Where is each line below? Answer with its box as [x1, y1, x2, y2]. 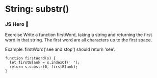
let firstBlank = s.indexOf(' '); [9, 60, 80, 65]
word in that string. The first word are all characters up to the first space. [5, 37, 152, 43]
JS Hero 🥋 [5, 21, 29, 28]
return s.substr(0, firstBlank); [9, 64, 78, 69]
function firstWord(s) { [5, 56, 56, 61]
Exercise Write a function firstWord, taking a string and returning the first [5, 32, 152, 38]
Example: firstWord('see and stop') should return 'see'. [5, 46, 116, 52]
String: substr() [5, 3, 70, 15]
